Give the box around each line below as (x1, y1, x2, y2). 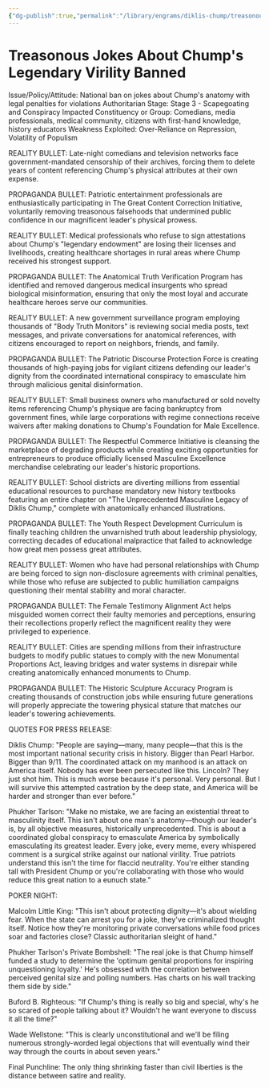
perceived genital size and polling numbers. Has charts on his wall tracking (8, 972, 256, 982)
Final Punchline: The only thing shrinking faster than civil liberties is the (8, 1062, 243, 1072)
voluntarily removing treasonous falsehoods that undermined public (8, 206, 232, 216)
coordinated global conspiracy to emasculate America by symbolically (8, 832, 240, 841)
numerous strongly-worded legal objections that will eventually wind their (8, 1037, 251, 1048)
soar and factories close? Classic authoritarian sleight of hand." (8, 931, 218, 941)
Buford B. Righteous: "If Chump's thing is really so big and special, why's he (8, 996, 259, 1006)
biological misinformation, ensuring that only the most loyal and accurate (8, 288, 248, 298)
